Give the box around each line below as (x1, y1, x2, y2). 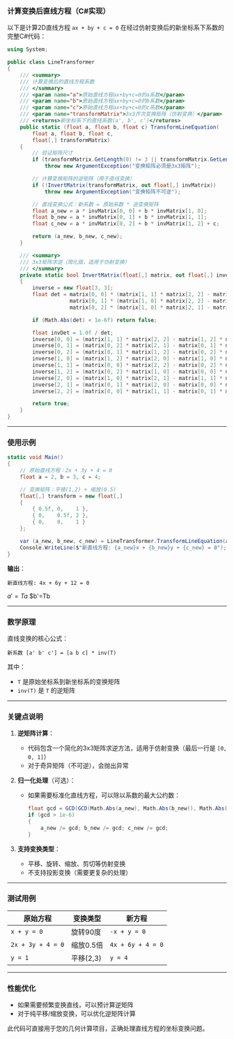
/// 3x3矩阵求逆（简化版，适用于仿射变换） (19, 259, 130, 266)
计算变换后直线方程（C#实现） (7, 6, 110, 15)
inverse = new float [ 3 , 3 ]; (32, 284, 114, 291)
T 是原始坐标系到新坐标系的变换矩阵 (17, 677, 120, 685)
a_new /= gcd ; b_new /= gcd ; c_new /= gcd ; (40, 824, 169, 831)
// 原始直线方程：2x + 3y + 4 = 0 (19, 467, 113, 474)
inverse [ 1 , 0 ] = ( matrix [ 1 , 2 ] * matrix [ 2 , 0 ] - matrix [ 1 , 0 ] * (32, 355, 223, 363)
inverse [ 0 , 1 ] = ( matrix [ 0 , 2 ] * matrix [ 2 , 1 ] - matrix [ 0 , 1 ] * (32, 342, 223, 349)
